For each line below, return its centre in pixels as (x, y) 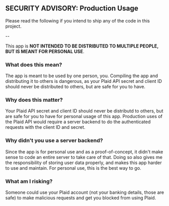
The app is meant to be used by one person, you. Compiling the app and (82, 76)
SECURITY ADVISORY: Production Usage (72, 8)
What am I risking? (29, 181)
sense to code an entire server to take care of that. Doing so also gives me (84, 157)
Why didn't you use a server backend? (54, 141)
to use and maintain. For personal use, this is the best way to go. (73, 168)
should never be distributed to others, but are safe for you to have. (76, 87)
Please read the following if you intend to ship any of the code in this (78, 20)
